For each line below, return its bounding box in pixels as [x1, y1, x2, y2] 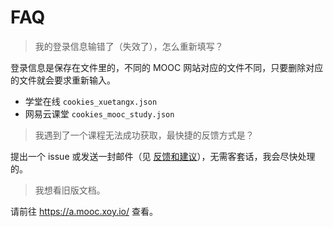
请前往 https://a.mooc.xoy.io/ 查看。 [10, 205, 158, 217]
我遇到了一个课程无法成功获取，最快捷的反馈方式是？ [34, 129, 255, 141]
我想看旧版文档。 [34, 184, 106, 196]
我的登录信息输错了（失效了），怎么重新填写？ [34, 40, 224, 52]
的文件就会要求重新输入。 [10, 74, 116, 86]
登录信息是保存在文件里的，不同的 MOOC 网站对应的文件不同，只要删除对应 [10, 61, 324, 73]
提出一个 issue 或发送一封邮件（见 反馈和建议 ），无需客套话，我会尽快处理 [10, 150, 316, 162]
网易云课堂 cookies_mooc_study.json [24, 107, 175, 120]
